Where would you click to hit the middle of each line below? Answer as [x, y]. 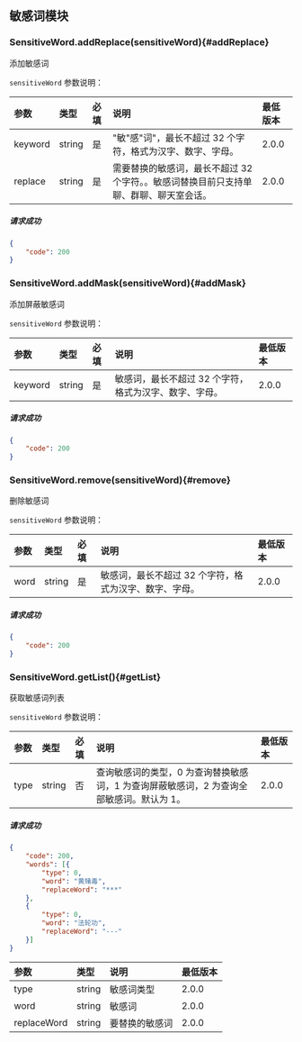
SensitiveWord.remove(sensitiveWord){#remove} [120, 480]
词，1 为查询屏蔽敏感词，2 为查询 [167, 786]
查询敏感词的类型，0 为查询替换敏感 [172, 773]
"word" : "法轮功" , [74, 923]
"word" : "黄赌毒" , [74, 881]
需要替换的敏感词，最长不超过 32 [182, 168]
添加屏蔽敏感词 [37, 304]
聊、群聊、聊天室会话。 [162, 195]
